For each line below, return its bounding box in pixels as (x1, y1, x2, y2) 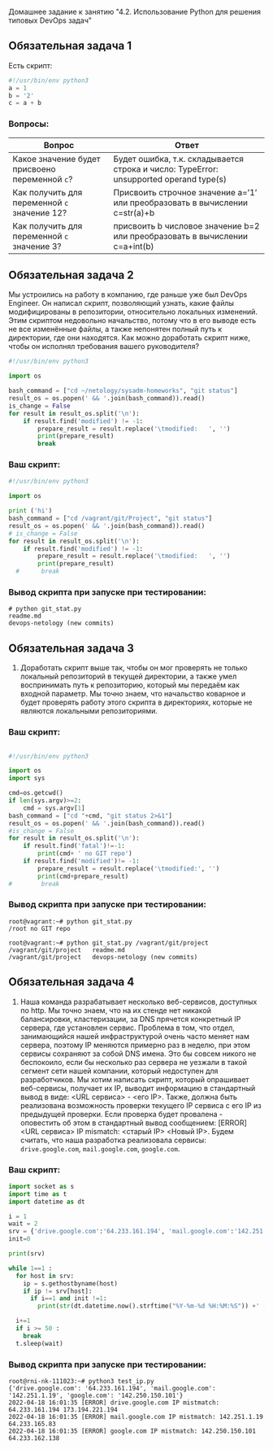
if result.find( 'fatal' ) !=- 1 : (23, 842, 126, 850)
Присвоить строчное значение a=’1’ (113, 186, 258, 198)
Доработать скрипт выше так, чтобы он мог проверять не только (19, 663, 248, 673)
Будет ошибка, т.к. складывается (113, 153, 244, 164)
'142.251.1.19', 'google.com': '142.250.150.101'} (8, 1391, 184, 1399)
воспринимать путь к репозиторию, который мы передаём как (19, 680, 240, 690)
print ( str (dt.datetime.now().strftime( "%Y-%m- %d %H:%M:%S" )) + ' (37, 1302, 260, 1311)
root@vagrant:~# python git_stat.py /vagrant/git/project (8, 939, 209, 947)
